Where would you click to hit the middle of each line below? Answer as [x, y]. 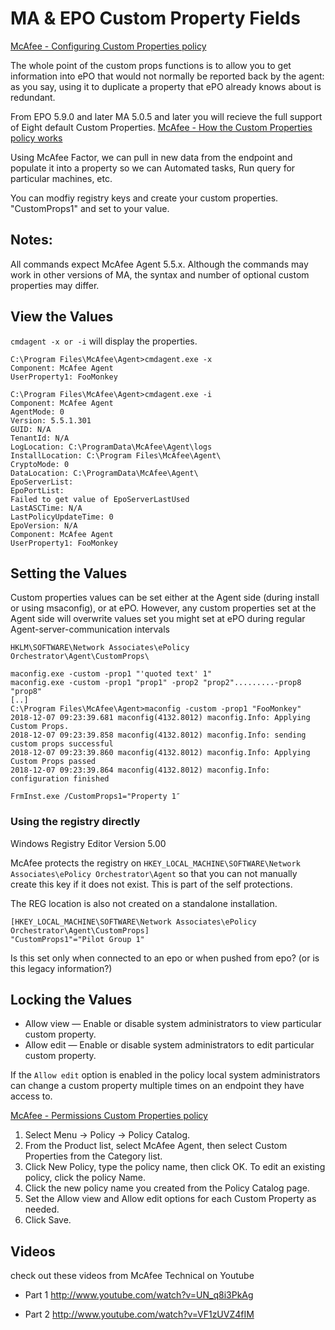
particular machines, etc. [61, 178]
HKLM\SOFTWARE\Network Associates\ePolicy [100, 648]
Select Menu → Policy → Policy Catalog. [107, 1135]
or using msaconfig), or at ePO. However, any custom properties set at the [163, 608]
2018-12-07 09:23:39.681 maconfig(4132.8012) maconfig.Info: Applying [160, 718]
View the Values [62, 317]
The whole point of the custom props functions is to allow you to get [151, 65]
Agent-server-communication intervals [90, 629]
